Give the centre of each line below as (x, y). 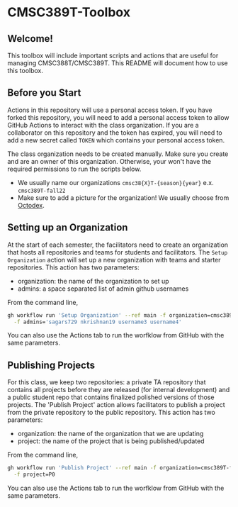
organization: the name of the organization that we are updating (110, 434)
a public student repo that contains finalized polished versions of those (111, 397)
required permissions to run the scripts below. (74, 169)
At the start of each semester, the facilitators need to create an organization (118, 245)
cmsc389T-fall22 (41, 191)
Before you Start (44, 93)
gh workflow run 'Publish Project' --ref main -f (82, 468)
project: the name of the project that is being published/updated (111, 441)
